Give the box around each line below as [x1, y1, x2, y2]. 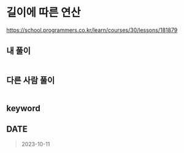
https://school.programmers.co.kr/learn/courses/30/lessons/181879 [6, 26, 178, 34]
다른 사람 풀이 [6, 75, 55, 86]
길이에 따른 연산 [6, 6, 81, 20]
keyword [6, 103, 41, 114]
